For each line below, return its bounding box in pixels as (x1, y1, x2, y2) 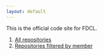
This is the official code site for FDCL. (6, 25, 98, 32)
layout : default (6, 8, 46, 15)
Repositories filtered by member (14, 42, 93, 49)
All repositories (14, 36, 52, 43)
